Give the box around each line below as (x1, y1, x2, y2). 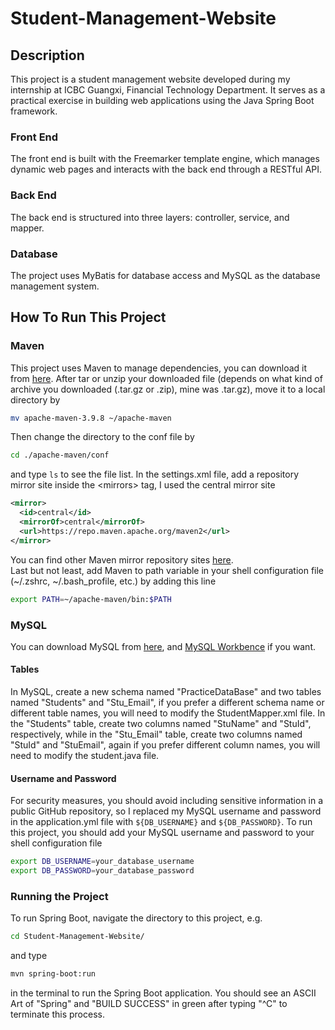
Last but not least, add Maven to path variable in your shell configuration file (10, 564, 325, 576)
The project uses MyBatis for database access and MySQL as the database (10, 269, 321, 281)
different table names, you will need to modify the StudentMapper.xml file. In (10, 707, 326, 719)
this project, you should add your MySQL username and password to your (10, 827, 315, 839)
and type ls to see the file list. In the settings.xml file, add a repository (10, 468, 300, 481)
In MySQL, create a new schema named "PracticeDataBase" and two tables (10, 686, 322, 698)
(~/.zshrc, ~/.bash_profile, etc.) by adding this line (10, 575, 217, 587)
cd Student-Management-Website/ (10, 932, 145, 942)
